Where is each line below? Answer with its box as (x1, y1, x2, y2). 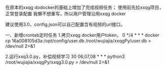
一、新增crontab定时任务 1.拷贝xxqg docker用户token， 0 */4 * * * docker (5, 32, 160, 38)
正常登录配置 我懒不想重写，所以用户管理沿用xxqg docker (5, 11, 126, 17)
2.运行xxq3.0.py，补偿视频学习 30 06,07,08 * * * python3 (5, 53, 125, 59)
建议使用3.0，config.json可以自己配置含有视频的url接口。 (5, 22, 125, 27)
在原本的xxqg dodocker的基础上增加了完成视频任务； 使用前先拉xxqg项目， (5, 5, 164, 10)
